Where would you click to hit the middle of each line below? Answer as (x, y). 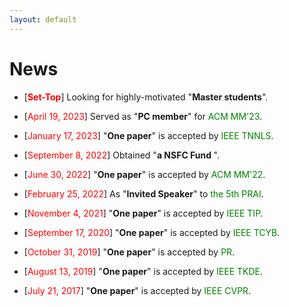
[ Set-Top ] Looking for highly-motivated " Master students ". (146, 97)
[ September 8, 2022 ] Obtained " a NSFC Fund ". (121, 155)
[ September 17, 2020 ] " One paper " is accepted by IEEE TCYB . (152, 232)
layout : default (43, 19)
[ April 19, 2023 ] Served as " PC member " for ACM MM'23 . (143, 116)
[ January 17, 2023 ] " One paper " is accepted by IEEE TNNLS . (148, 135)
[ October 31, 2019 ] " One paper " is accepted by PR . (129, 252)
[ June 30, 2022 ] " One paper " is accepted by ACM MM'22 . (144, 174)
